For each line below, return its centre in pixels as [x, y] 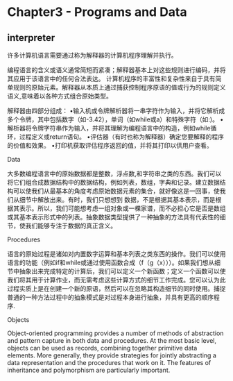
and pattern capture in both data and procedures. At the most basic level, [112, 340]
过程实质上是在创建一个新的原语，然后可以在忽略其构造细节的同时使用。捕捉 [116, 288]
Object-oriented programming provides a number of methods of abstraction [115, 333]
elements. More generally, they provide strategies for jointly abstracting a [112, 355]
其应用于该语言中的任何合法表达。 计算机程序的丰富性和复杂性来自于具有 [111, 78]
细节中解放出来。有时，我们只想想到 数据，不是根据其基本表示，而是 [117, 200]
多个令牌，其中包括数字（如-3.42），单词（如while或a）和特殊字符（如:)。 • [115, 119]
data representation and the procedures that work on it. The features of [109, 363]
